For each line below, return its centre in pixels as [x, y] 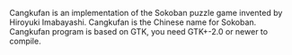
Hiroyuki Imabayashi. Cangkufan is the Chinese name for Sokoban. [133, 22]
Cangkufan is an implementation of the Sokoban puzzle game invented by [146, 13]
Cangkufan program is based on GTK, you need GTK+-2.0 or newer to [138, 31]
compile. [26, 41]
